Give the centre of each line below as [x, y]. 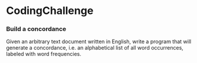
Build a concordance [36, 29]
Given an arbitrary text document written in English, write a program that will [99, 41]
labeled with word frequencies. [44, 54]
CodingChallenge [50, 11]
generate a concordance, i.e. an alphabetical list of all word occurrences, [95, 48]
